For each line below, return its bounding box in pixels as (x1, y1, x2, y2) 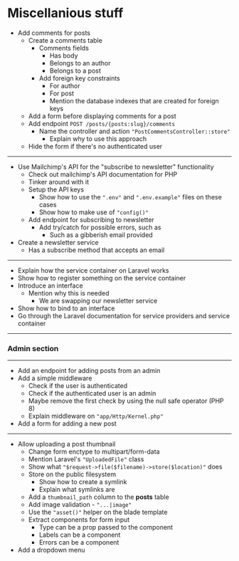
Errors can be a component (38, 538, 119, 547)
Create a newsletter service (17, 238, 99, 246)
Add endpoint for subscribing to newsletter (28, 215, 154, 224)
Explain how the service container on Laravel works (17, 266, 169, 275)
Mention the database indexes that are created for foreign (49, 96, 219, 105)
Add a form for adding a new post (17, 419, 117, 428)
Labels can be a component (38, 530, 121, 539)
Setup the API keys (28, 185, 84, 194)
